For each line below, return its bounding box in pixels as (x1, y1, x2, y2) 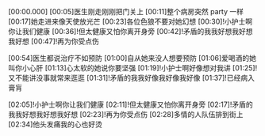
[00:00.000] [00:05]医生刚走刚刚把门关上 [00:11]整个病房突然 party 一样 (8, 7, 244, 16)
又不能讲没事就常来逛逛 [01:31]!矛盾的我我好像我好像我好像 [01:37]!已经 (8, 74, 241, 82)
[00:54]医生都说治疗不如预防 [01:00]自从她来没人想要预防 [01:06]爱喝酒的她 (8, 54, 256, 62)
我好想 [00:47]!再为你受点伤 (8, 36, 99, 46)
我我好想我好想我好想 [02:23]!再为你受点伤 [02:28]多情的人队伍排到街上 (8, 110, 244, 119)
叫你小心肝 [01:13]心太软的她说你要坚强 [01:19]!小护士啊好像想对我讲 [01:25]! (8, 63, 258, 73)
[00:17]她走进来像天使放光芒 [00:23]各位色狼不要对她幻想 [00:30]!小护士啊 (8, 17, 252, 26)
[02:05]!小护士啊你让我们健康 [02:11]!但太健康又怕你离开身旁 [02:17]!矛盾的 (8, 100, 253, 109)
